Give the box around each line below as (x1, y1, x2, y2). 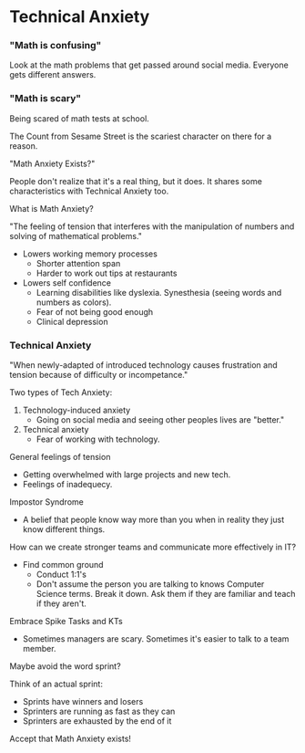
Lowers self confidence (22, 277, 112, 288)
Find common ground (22, 560, 104, 570)
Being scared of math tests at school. (9, 112, 150, 124)
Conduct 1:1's (36, 569, 86, 580)
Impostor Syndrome (9, 497, 84, 507)
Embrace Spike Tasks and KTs (9, 616, 123, 627)
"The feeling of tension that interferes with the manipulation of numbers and (9, 221, 295, 232)
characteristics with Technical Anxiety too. (9, 185, 169, 196)
